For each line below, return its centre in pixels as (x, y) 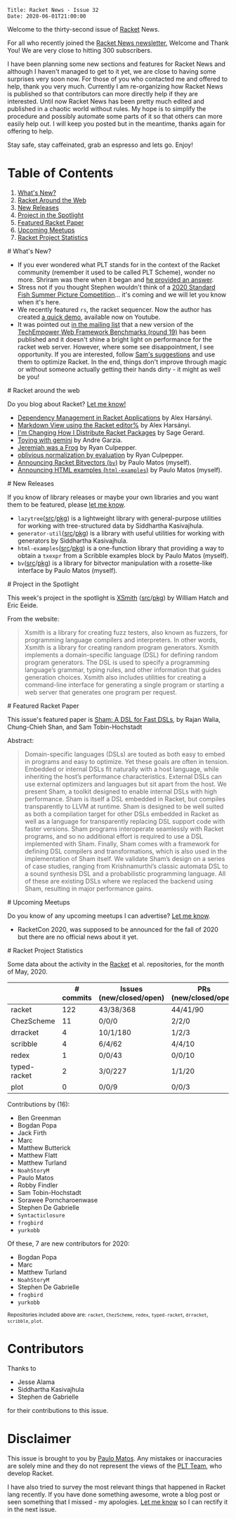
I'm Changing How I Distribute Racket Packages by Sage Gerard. (111, 432)
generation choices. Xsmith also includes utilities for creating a (115, 677)
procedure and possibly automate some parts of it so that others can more (115, 116)
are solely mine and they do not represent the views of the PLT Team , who (115, 1466)
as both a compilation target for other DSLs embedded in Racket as (122, 814)
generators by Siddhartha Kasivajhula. (73, 541)
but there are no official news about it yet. (78, 937)
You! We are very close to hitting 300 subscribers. (80, 50)
